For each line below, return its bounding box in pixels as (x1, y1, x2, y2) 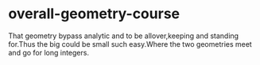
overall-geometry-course (8, 5, 180, 23)
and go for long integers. (8, 48, 90, 57)
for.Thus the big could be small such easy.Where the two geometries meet (8, 39, 252, 48)
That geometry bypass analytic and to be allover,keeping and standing (8, 31, 239, 40)
